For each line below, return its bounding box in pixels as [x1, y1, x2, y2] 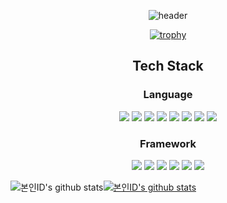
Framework [139, 136, 197, 150]
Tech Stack [132, 58, 204, 75]
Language [143, 88, 193, 102]
